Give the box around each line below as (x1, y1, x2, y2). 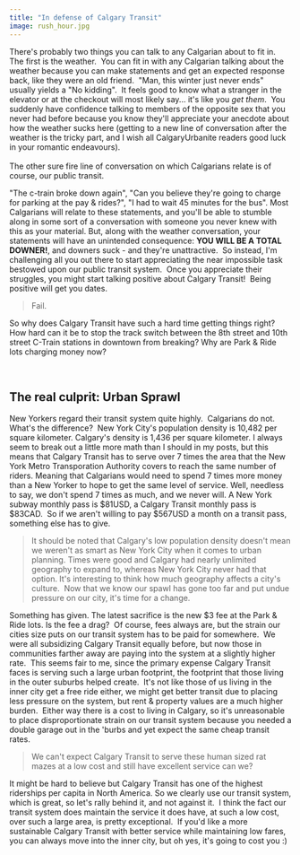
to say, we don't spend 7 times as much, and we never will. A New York (9, 490, 272, 501)
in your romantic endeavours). (9, 141, 121, 153)
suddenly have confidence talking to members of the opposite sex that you (9, 103, 287, 114)
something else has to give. (9, 518, 111, 529)
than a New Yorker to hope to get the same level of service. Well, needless (9, 480, 285, 491)
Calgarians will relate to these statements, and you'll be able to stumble (9, 206, 272, 217)
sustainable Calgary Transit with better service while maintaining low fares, (9, 826, 287, 837)
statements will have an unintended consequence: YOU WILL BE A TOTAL (9, 235, 282, 246)
